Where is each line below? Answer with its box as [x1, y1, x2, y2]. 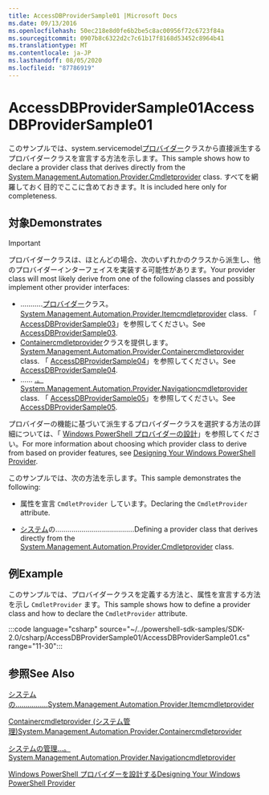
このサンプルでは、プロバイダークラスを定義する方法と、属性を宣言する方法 [8, 589, 261, 599]
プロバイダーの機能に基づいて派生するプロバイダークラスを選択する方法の [8, 418, 255, 428]
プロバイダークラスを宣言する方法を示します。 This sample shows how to [8, 153, 251, 163]
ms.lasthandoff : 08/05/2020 [8, 57, 103, 65]
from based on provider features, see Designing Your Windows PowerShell [8, 447, 256, 458]
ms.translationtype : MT [8, 42, 88, 50]
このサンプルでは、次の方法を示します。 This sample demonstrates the [8, 473, 242, 483]
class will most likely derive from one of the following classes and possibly [8, 274, 255, 283]
